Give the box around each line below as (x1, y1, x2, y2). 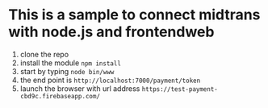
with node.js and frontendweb (8, 23, 215, 41)
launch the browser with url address (19, 83, 140, 93)
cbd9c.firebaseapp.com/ (19, 92, 101, 100)
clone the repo (19, 49, 69, 59)
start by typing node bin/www (19, 66, 115, 76)
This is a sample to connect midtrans (8, 6, 261, 24)
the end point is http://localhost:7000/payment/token (19, 75, 201, 85)
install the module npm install (19, 58, 121, 68)
